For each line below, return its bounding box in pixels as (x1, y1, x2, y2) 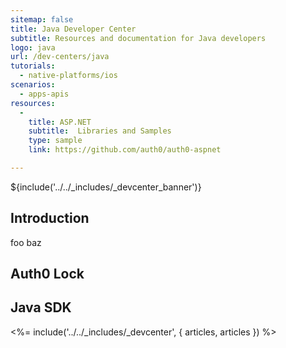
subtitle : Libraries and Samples (28, 126, 172, 136)
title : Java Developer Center (10, 24, 137, 34)
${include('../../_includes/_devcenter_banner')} (10, 181, 202, 193)
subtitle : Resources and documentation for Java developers (10, 33, 267, 43)
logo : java (10, 42, 56, 53)
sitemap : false (10, 14, 74, 25)
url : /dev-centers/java (10, 52, 110, 62)
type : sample (28, 136, 83, 146)
